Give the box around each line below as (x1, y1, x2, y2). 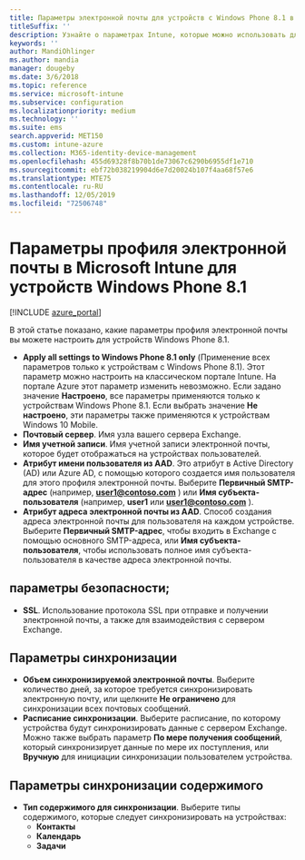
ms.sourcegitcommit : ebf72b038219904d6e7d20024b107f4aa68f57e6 (9, 165, 254, 174)
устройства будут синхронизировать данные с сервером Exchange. (22, 723, 288, 734)
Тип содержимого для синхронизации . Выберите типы (22, 802, 241, 813)
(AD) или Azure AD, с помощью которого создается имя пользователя (22, 467, 296, 478)
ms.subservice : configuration (9, 97, 124, 107)
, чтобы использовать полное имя (78, 544, 211, 555)
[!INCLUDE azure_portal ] (9, 306, 102, 318)
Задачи (35, 841, 66, 852)
